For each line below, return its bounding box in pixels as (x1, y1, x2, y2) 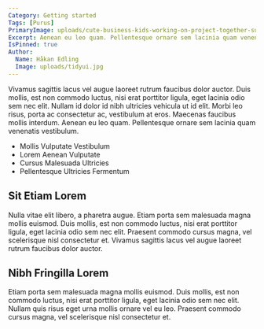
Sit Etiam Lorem (8, 190, 87, 203)
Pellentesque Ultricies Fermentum (19, 166, 130, 176)
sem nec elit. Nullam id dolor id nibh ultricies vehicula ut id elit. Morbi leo (8, 101, 244, 110)
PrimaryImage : (8, 26, 55, 34)
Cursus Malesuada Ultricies (19, 158, 109, 168)
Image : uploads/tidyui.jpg (15, 63, 104, 71)
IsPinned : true (8, 41, 58, 49)
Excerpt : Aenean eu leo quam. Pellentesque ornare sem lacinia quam (8, 33, 237, 42)
